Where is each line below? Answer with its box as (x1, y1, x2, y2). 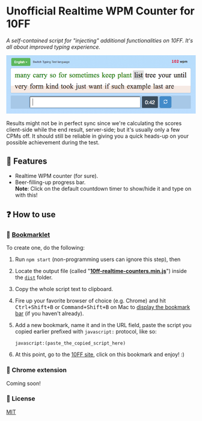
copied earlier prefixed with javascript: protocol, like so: (14, 328, 157, 335)
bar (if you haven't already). (14, 310, 84, 317)
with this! (14, 191, 38, 198)
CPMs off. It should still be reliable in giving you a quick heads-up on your (6, 132, 189, 140)
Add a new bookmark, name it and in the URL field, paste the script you (14, 322, 192, 329)
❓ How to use (6, 209, 56, 220)
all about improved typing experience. (6, 43, 101, 51)
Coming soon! (6, 380, 41, 387)
